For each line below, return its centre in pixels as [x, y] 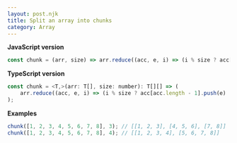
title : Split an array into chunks [60, 21]
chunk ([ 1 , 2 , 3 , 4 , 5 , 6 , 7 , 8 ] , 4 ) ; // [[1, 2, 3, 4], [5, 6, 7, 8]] [114, 133]
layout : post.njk [33, 14]
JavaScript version [36, 47]
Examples [22, 113]
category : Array [31, 27]
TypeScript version [36, 74]
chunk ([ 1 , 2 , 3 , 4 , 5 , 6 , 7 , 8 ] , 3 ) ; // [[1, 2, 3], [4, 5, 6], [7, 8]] [117, 126]
